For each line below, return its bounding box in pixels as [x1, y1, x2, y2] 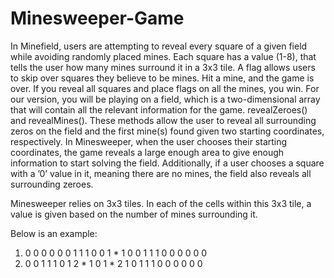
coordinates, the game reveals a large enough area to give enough [10, 146, 285, 158]
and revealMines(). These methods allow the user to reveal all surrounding [10, 114, 317, 126]
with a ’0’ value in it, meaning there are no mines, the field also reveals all [10, 167, 312, 179]
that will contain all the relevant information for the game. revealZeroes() [10, 103, 308, 116]
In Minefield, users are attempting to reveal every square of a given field [10, 40, 308, 52]
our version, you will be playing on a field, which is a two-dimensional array [10, 93, 321, 105]
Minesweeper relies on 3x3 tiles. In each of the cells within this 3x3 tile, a [10, 197, 312, 209]
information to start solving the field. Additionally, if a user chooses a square [10, 157, 325, 169]
